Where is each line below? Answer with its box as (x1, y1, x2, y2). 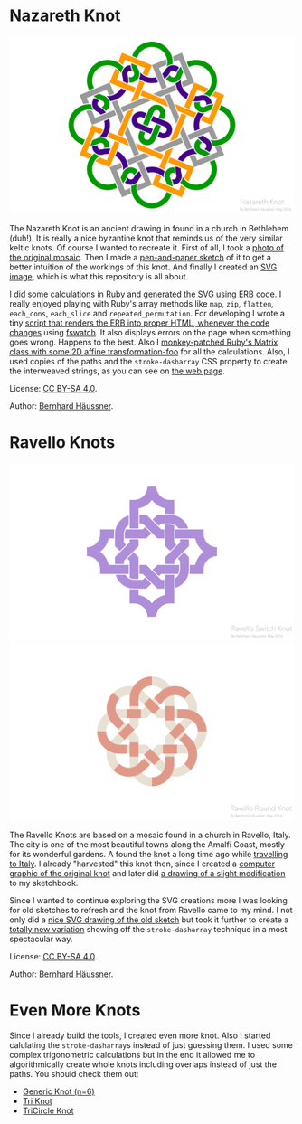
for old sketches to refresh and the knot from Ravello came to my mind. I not (9, 904, 293, 915)
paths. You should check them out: (9, 1068, 139, 1079)
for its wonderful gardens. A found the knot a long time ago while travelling (9, 848, 288, 859)
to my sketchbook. (9, 877, 79, 888)
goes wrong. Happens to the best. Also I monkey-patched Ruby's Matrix (9, 336, 278, 347)
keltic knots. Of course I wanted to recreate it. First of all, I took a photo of (9, 241, 285, 253)
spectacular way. (9, 933, 73, 944)
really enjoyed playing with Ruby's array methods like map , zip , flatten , (9, 298, 274, 308)
